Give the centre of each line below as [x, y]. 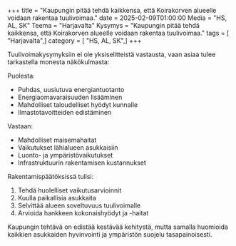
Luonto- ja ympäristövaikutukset [65, 155]
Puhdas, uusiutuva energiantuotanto [71, 89]
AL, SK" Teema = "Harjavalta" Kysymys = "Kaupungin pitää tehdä [103, 25]
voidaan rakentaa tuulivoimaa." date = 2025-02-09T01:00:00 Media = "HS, [117, 18]
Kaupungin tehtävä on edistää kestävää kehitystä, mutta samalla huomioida [118, 227]
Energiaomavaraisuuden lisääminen [70, 97]
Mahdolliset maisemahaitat [57, 140]
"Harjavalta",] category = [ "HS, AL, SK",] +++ [75, 41]
